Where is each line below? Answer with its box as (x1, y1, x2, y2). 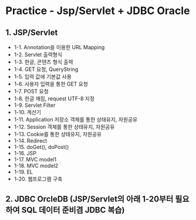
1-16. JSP (13, 150, 36, 157)
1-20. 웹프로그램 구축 (13, 175, 63, 182)
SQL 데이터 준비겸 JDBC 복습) (21, 205, 125, 215)
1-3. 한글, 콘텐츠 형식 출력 (13, 59, 73, 65)
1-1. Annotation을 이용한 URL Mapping (13, 44, 105, 50)
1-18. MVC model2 (13, 163, 59, 169)
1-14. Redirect (13, 137, 48, 144)
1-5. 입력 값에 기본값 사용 (13, 73, 72, 80)
